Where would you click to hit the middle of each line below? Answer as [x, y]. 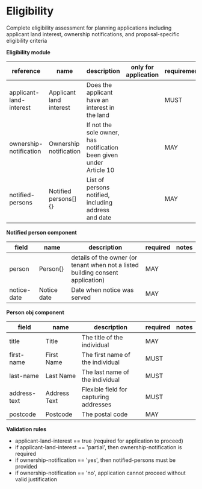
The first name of [106, 355]
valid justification [36, 479]
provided [26, 466]
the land [98, 115]
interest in [100, 107]
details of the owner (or [104, 257]
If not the [99, 125]
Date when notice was [103, 289]
